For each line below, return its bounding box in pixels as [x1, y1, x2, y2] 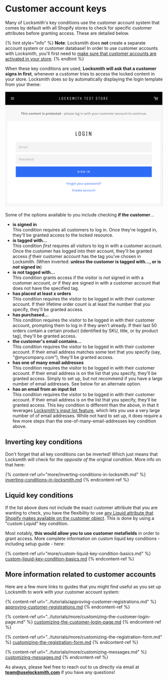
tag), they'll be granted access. [12, 333, 77, 339]
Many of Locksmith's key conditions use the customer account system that [5, 19, 160, 25]
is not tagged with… [12, 269, 55, 275]
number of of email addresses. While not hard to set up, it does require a [12, 413, 162, 419]
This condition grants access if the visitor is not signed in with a [12, 274, 144, 280]
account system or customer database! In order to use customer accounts [5, 45, 158, 51]
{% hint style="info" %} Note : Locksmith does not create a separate [5, 39, 146, 45]
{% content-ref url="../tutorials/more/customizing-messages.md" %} [5, 648, 147, 655]
